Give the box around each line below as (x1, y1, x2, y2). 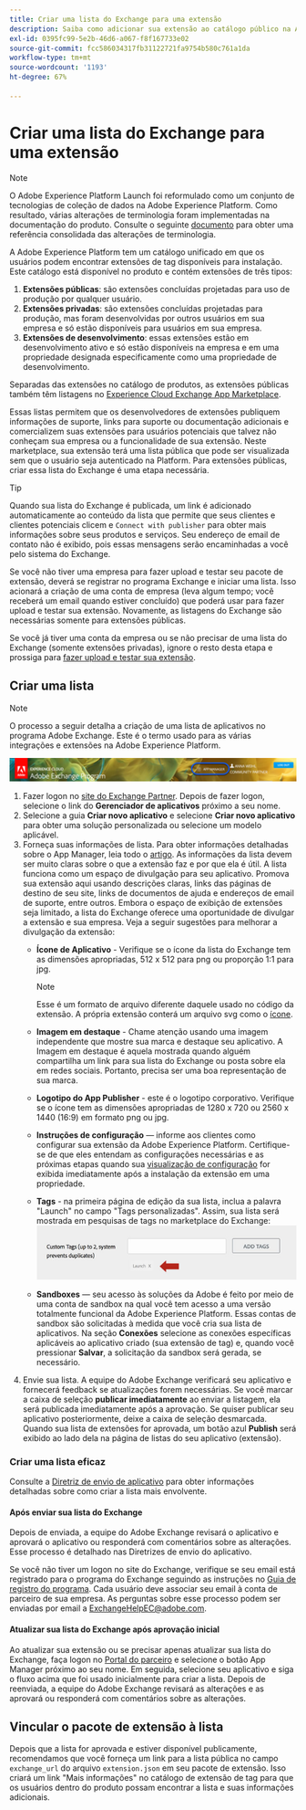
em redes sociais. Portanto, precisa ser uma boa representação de (36, 1065, 287, 1076)
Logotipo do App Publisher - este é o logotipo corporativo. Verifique (36, 1092, 295, 1103)
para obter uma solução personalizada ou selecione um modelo (22, 819, 262, 830)
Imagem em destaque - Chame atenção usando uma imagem (36, 1026, 269, 1037)
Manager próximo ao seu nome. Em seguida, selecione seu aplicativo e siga (9, 1663, 294, 1675)
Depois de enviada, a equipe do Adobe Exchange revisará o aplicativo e (9, 1527, 280, 1538)
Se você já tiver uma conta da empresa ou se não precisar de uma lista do (9, 632, 288, 643)
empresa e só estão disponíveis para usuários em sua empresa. (22, 322, 262, 333)
